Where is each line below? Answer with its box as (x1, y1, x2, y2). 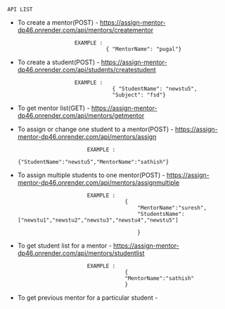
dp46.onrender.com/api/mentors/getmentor (17, 111, 145, 119)
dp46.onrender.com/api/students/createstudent (17, 66, 156, 73)
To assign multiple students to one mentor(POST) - (17, 171, 165, 179)
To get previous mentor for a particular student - (17, 293, 158, 302)
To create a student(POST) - (17, 58, 100, 66)
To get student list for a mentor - (17, 241, 112, 250)
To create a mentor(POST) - (17, 18, 98, 27)
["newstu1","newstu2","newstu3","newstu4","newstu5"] (17, 217, 179, 224)
